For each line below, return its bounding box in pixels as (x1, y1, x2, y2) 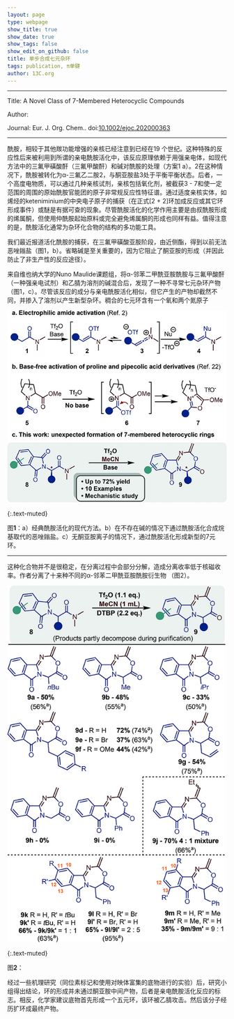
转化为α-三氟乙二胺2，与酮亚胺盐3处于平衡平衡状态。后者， (43, 171, 217, 179)
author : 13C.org (7, 70, 54, 77)
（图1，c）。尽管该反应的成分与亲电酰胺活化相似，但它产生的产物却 (7, 287, 200, 295)
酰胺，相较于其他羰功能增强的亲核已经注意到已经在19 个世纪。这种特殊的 (7, 144, 217, 153)
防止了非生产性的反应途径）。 (7, 255, 90, 263)
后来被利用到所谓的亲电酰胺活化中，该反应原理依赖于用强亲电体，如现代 (19, 153, 227, 162)
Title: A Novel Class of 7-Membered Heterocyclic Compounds (7, 96, 185, 104)
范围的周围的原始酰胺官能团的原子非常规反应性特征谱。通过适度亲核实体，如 (7, 188, 227, 196)
